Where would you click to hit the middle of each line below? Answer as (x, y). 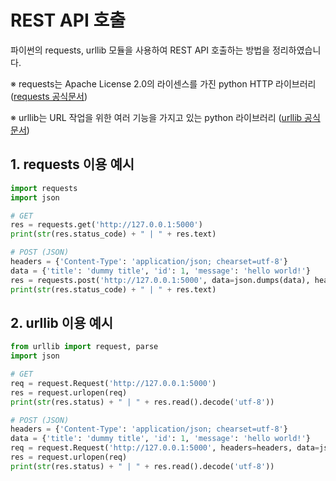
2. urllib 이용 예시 (62, 322)
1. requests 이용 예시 (72, 164)
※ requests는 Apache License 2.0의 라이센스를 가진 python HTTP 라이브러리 (163, 83)
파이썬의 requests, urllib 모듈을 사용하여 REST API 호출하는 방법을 (140, 50)
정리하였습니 (296, 50)
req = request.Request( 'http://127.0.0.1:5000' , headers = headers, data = (165, 448)
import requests (44, 188)
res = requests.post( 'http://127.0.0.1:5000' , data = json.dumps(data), (160, 280)
